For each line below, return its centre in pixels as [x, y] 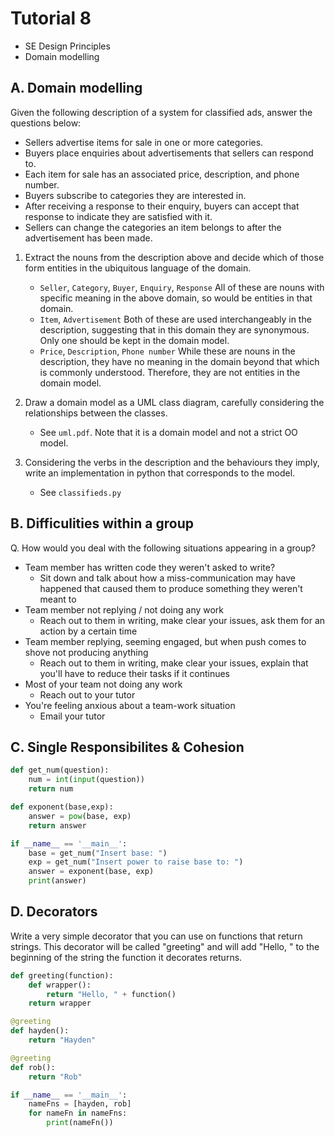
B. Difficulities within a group [102, 523]
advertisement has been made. [88, 238]
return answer [57, 825]
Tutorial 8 [51, 18]
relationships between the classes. [96, 413]
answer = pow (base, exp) [80, 816]
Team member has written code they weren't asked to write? [150, 567]
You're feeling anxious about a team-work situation [130, 705]
